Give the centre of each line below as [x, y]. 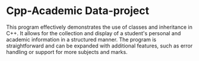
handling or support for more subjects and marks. [67, 52]
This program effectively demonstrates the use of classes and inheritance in [99, 27]
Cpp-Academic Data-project [78, 11]
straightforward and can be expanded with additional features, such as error [99, 46]
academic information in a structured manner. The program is [81, 39]
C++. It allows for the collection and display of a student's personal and [94, 33]
